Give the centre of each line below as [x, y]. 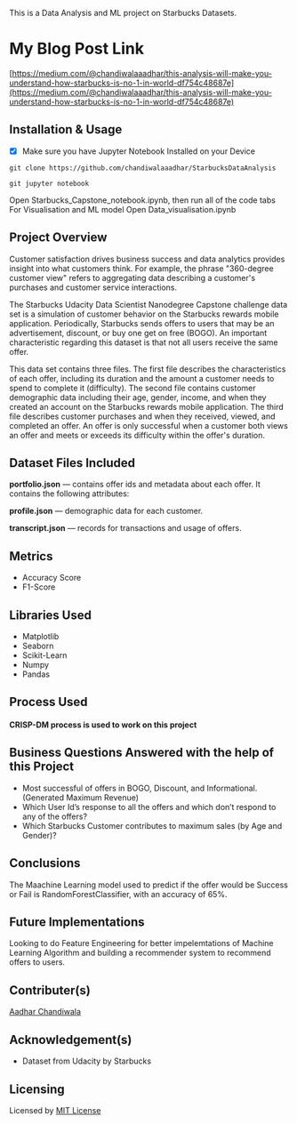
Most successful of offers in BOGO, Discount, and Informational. [140, 788]
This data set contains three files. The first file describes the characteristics [148, 369]
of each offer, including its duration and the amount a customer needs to [142, 378]
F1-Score [39, 587]
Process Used [48, 702]
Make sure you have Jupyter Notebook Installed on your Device [139, 151]
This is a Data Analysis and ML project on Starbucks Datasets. [123, 13]
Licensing [37, 1089]
